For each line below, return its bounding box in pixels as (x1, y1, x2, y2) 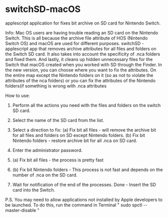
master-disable (5, 207, 36, 213)
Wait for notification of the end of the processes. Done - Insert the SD (12, 181, 156, 187)
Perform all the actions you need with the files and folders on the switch (12, 102, 161, 108)
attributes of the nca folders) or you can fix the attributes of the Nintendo (5, 77, 156, 83)
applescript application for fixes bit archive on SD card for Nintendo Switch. (5, 20, 161, 26)
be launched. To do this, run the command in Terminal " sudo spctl (5, 201, 142, 208)
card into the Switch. (12, 186, 55, 193)
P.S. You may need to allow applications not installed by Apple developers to (5, 196, 162, 202)
